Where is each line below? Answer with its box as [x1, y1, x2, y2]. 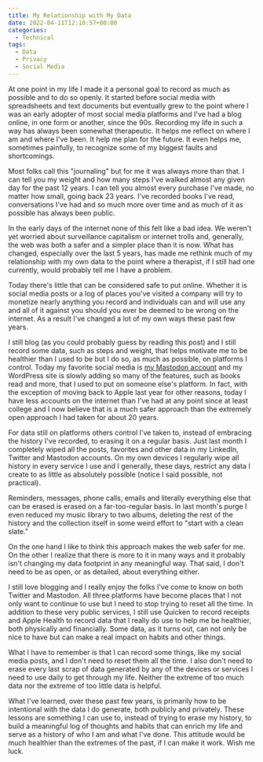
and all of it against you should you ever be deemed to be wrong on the [8, 305, 239, 315]
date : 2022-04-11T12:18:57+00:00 [8, 19, 118, 27]
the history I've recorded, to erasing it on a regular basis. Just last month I [8, 436, 247, 445]
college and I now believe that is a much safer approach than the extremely [8, 404, 252, 414]
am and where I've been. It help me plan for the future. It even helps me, [8, 134, 242, 144]
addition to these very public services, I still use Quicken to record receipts [8, 607, 250, 617]
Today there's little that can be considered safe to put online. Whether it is [8, 280, 247, 289]
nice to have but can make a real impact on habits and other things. [8, 632, 226, 642]
